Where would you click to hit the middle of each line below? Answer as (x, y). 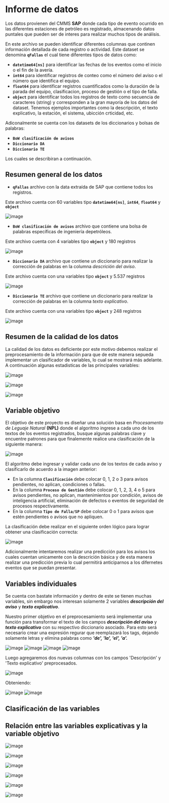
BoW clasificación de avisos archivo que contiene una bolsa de (80, 226)
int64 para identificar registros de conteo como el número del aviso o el (88, 75)
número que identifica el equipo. (46, 81)
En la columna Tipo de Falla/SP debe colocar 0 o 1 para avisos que (83, 512)
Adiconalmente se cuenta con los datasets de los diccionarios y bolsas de (82, 123)
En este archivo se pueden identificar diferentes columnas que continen (80, 44)
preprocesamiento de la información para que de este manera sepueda (79, 354)
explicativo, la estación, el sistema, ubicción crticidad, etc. (73, 113)
